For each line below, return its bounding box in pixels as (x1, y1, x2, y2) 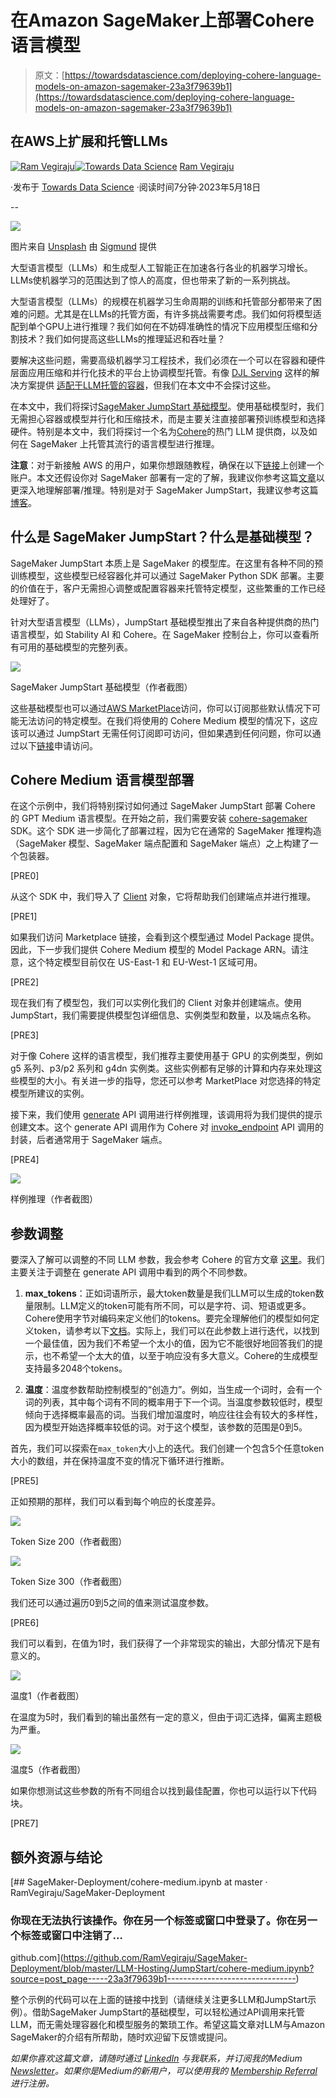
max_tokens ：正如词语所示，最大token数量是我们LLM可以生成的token (24, 1287, 316, 1300)
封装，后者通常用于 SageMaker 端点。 (10, 1134, 168, 1146)
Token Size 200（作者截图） (10, 1536, 128, 1548)
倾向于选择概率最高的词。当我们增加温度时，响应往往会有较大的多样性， (24, 1409, 323, 1421)
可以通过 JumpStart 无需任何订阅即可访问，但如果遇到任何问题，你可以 (18, 727, 313, 739)
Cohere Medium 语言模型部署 (10, 771, 195, 788)
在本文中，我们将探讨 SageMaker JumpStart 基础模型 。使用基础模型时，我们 (10, 400, 325, 412)
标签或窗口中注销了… (20, 1928, 123, 1942)
